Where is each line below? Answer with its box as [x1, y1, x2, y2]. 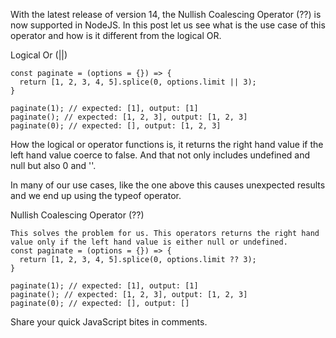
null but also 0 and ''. [10, 160, 97, 171]
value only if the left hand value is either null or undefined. [10, 237, 288, 247]
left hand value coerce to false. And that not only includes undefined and [10, 149, 311, 161]
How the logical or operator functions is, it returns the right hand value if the [10, 139, 324, 150]
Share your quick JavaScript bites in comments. [10, 316, 208, 328]
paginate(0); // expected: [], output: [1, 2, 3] [10, 121, 222, 131]
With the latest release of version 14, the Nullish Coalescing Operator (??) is [10, 9, 322, 20]
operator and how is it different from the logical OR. [10, 30, 222, 41]
